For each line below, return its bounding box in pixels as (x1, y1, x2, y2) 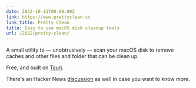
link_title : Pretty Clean (6, 19, 69, 25)
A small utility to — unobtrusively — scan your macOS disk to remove (6, 46, 174, 53)
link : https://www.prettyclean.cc (6, 14, 91, 20)
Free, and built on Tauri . (6, 64, 64, 71)
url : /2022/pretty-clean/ (6, 31, 69, 36)
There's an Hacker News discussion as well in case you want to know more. (6, 76, 190, 83)
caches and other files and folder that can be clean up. (6, 53, 139, 60)
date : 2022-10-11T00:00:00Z (6, 8, 75, 15)
